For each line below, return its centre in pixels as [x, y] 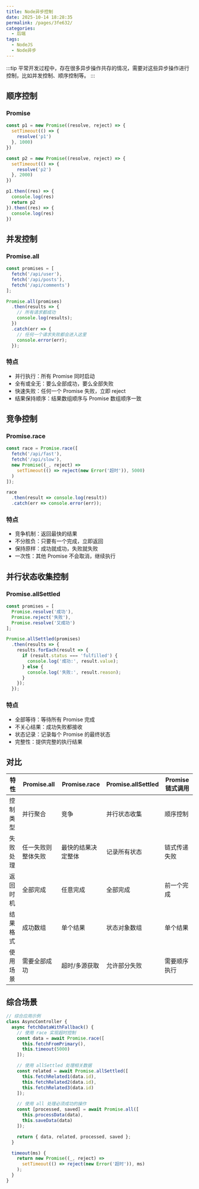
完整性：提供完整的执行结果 [49, 741]
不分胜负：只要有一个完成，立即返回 [59, 541]
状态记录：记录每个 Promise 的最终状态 [62, 734]
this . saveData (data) [47, 1121]
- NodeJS [22, 45]
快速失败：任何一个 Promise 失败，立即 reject [70, 391]
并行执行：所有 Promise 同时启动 [55, 376]
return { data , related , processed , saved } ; [74, 1137]
